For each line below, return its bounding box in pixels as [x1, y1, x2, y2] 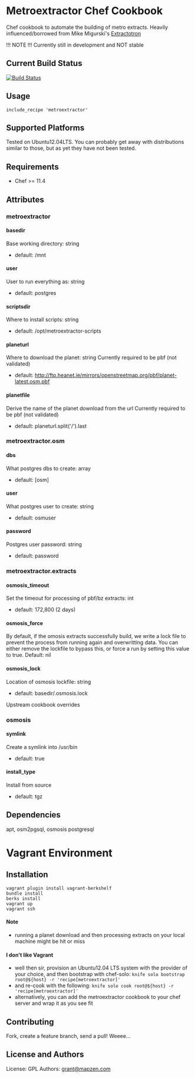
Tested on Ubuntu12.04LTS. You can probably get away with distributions [6, 139, 184, 146]
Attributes [6, 195, 44, 205]
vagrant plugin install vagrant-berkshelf [6, 885, 112, 891]
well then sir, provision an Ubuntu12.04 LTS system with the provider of [14, 964, 187, 971]
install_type [6, 768, 36, 775]
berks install [6, 895, 41, 902]
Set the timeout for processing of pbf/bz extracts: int [6, 594, 134, 602]
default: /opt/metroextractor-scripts [14, 327, 101, 334]
